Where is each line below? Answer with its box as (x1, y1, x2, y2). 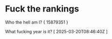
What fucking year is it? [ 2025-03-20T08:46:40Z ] (5, 28, 108, 34)
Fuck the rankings (5, 3, 79, 14)
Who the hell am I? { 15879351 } (5, 19, 69, 25)
